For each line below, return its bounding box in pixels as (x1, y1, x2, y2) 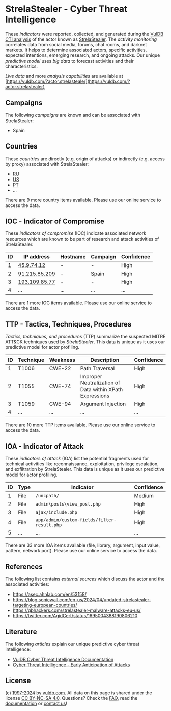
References (5, 562, 43, 571)
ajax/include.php (35, 510, 77, 515)
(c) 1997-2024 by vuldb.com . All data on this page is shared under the (5, 690, 152, 696)
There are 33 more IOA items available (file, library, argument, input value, (5, 542, 160, 548)
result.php (35, 522, 62, 528)
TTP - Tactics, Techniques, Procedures (5, 320, 132, 329)
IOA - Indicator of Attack (5, 442, 84, 451)
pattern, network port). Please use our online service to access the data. (5, 548, 157, 553)
